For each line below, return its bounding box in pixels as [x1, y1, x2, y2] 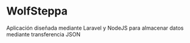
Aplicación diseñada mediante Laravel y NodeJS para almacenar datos [6, 24, 184, 31]
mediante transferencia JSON [6, 30, 81, 38]
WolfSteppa [6, 4, 68, 18]
